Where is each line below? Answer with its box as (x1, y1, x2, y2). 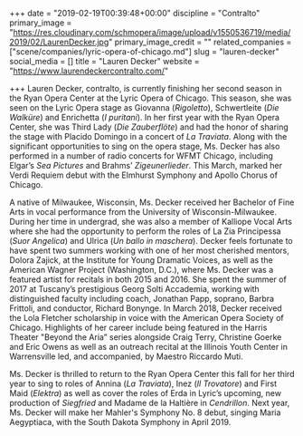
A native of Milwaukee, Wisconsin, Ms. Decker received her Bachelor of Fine (9, 197, 295, 208)
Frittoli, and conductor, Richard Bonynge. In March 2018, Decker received (9, 303, 282, 314)
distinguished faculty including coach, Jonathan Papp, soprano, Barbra (9, 294, 274, 304)
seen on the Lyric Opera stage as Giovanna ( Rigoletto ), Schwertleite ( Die (9, 102, 279, 112)
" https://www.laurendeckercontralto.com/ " (9, 65, 169, 76)
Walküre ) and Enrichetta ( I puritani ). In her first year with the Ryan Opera (9, 112, 280, 122)
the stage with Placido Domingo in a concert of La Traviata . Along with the (9, 131, 288, 141)
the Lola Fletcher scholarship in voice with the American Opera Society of (9, 313, 284, 323)
